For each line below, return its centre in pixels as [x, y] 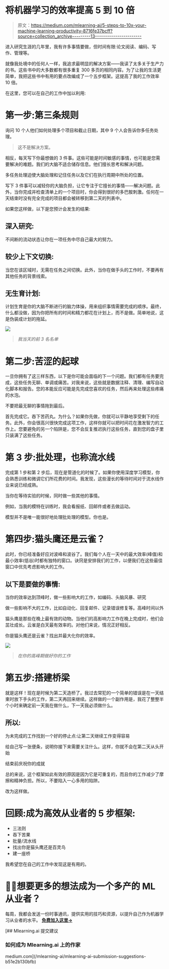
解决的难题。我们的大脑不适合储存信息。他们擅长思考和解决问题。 [78, 164]
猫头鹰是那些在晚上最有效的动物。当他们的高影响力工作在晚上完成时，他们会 [84, 618]
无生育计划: [23, 293]
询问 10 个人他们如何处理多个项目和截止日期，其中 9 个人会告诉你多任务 [80, 130]
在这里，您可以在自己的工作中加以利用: [46, 93]
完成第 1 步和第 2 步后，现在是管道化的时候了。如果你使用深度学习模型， [80, 472]
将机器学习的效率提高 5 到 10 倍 [70, 10]
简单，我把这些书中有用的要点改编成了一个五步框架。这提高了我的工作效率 [82, 76]
